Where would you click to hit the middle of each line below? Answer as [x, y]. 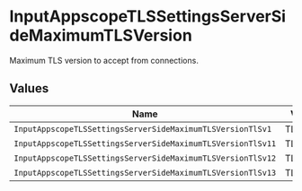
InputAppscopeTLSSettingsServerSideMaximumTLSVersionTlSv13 [145, 173]
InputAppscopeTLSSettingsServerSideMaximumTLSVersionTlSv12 [145, 158]
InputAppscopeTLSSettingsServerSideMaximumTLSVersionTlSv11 [145, 143]
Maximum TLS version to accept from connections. [104, 60]
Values [29, 88]
